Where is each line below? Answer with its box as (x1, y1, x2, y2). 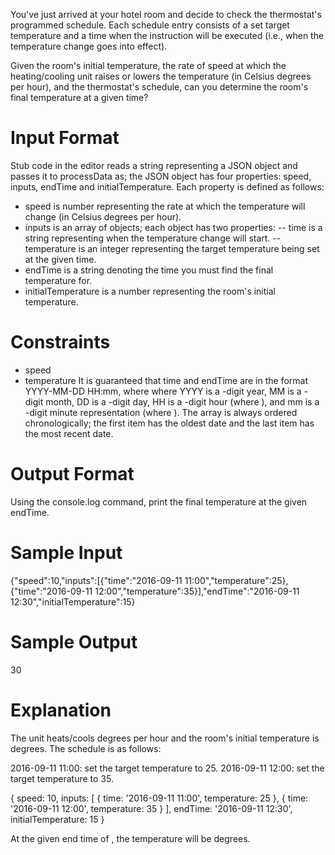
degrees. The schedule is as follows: (10, 742, 162, 754)
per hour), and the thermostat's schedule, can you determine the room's (10, 81, 309, 93)
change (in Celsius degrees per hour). (24, 210, 182, 223)
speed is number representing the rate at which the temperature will (24, 200, 306, 212)
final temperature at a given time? (10, 92, 149, 103)
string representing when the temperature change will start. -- (24, 232, 282, 244)
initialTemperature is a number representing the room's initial (24, 285, 276, 297)
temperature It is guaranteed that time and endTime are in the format (24, 374, 309, 386)
